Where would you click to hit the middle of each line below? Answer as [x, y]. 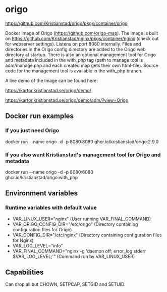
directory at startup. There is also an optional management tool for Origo [81, 55]
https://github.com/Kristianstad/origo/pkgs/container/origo [66, 23]
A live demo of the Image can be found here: [52, 80]
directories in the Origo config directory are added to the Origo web [76, 49]
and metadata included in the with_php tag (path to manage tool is [74, 60]
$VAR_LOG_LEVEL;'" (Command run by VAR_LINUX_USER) [74, 256]
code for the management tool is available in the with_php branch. [74, 71]
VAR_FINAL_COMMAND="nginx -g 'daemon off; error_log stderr [79, 251]
